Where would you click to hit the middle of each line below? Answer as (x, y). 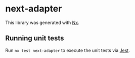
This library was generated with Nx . (42, 22)
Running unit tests (35, 38)
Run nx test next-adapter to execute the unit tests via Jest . (67, 50)
